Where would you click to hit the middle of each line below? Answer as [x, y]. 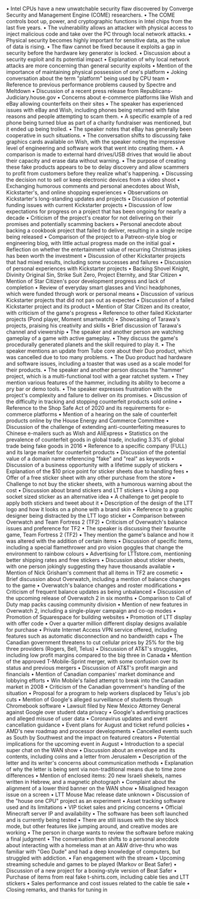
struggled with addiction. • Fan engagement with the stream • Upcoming [96, 858]
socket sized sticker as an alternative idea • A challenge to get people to [95, 497]
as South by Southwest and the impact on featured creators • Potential [93, 737]
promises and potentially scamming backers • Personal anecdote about [94, 224]
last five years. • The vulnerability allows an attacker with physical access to [100, 27]
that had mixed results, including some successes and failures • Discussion [99, 262]
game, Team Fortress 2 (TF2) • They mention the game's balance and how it [100, 535]
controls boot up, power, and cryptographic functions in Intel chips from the [99, 21]
